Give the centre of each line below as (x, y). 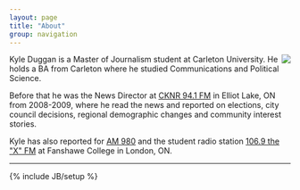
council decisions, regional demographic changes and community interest (145, 115)
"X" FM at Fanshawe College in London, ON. (91, 151)
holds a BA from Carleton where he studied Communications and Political (144, 69)
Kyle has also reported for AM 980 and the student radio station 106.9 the (144, 141)
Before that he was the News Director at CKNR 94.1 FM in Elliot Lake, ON (142, 95)
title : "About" (37, 26)
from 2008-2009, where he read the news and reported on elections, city (144, 105)
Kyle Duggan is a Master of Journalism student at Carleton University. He (144, 60)
